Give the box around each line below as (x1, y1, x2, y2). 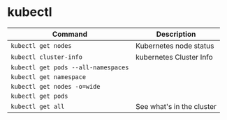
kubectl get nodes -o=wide (10, 83, 101, 90)
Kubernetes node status (136, 41, 214, 51)
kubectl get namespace (10, 73, 86, 80)
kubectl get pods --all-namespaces (10, 63, 129, 71)
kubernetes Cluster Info (136, 52, 213, 62)
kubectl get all (10, 102, 65, 110)
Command (52, 29, 88, 39)
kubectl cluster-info (10, 53, 82, 61)
